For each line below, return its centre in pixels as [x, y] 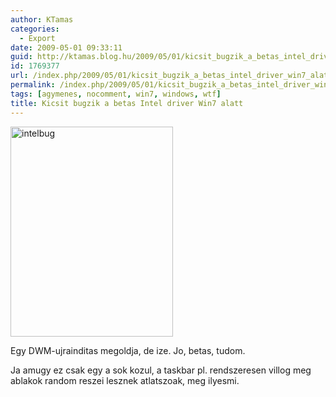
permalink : [33, 85]
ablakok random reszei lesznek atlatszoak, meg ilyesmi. [125, 380]
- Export [37, 38]
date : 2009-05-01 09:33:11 [66, 47]
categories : [35, 29]
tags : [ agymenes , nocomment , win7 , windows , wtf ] [116, 94]
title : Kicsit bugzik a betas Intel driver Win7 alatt [127, 103]
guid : [21, 57]
